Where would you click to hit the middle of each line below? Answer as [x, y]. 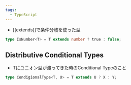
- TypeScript [24, 15]
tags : [11, 10]
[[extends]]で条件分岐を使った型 [46, 30]
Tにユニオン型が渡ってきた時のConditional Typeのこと [70, 68]
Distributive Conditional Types [55, 55]
